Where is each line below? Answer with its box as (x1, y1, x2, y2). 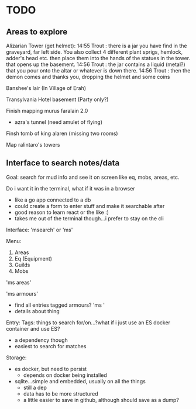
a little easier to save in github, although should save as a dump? (23, 396, 180, 403)
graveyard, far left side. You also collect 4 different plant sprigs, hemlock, (6, 48, 183, 56)
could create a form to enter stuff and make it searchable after (14, 202, 165, 209)
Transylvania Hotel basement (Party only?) (6, 96, 109, 103)
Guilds (14, 261, 30, 268)
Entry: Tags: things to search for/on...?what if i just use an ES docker (6, 319, 171, 326)
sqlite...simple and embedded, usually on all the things (14, 377, 146, 384)
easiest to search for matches (14, 342, 87, 349)
